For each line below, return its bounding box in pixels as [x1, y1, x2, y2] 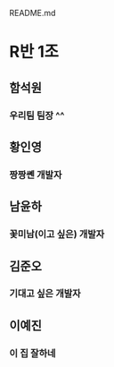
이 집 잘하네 [9, 346, 56, 359]
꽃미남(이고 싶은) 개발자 [9, 228, 105, 241]
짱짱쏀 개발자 [9, 168, 62, 181]
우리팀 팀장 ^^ [9, 109, 65, 122]
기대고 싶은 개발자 [9, 287, 82, 300]
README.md [9, 8, 56, 18]
